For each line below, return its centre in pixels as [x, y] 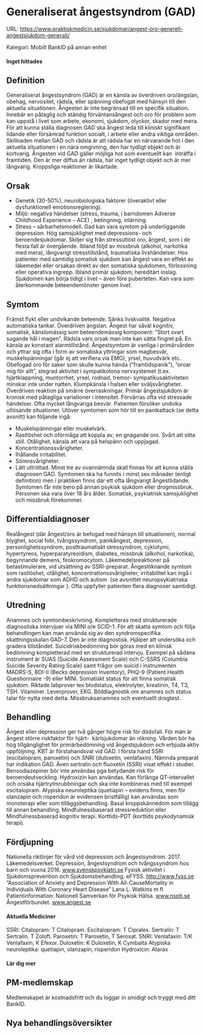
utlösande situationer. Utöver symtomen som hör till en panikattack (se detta [102, 410]
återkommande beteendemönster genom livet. [74, 285]
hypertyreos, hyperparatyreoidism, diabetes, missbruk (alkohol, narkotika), [100, 553]
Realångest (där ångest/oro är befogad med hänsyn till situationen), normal [101, 534]
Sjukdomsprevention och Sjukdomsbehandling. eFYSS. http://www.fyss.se [100, 876]
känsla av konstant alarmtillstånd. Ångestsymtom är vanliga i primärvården [100, 345]
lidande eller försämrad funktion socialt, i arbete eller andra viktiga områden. [103, 134]
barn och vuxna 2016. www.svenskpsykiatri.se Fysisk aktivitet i [86, 870]
